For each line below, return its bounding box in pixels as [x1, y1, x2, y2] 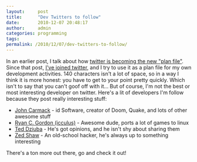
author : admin [6, 25, 51, 31]
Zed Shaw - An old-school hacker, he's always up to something [14, 131, 169, 138]
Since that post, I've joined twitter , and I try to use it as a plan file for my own [6, 64, 192, 71]
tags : [6, 36, 19, 42]
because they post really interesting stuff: [6, 95, 107, 102]
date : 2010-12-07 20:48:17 [6, 19, 88, 25]
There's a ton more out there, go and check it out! [6, 149, 126, 156]
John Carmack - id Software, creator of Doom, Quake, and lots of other [14, 107, 188, 114]
